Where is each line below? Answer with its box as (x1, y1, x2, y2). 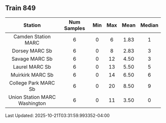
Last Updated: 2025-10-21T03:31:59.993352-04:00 (5, 112, 110, 118)
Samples (64, 25, 85, 32)
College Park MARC (9, 79, 55, 86)
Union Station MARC (8, 93, 56, 100)
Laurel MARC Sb (13, 63, 51, 70)
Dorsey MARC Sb (12, 47, 52, 54)
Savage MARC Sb (11, 55, 53, 62)
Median (140, 22, 159, 29)
